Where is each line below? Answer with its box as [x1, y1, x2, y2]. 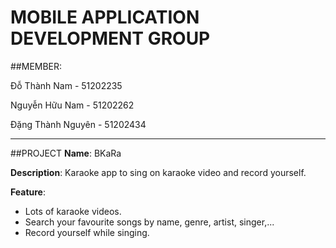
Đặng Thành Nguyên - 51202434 [10, 118, 147, 130]
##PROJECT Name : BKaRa [10, 147, 122, 159]
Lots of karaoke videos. [24, 205, 122, 217]
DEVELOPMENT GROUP [10, 27, 211, 50]
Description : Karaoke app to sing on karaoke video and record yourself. [10, 166, 307, 178]
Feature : [10, 186, 47, 198]
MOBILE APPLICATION [10, 6, 200, 29]
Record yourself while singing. [24, 226, 150, 238]
